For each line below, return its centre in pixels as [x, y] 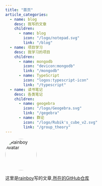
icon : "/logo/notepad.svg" [52, 38]
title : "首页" [19, 10]
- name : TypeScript [39, 76]
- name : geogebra [37, 104]
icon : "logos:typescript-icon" [56, 80]
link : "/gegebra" [41, 113]
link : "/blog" [38, 43]
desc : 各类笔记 [29, 94]
